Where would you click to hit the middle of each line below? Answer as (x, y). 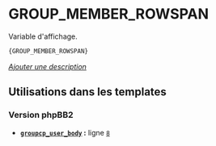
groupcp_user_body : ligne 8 (65, 132)
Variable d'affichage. (43, 36)
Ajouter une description (48, 66)
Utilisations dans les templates (88, 92)
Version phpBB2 (41, 115)
